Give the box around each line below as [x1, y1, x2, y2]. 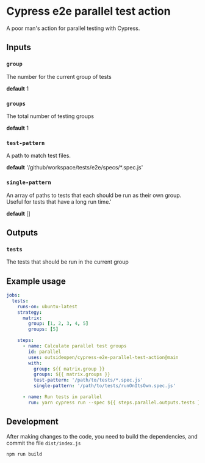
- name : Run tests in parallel [22, 394, 103, 400]
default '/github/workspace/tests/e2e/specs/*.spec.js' [6, 164, 143, 171]
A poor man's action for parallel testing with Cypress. [6, 24, 140, 32]
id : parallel [28, 349, 62, 355]
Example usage [6, 276, 66, 286]
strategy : [17, 309, 43, 316]
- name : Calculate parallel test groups [22, 343, 127, 349]
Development [6, 417, 59, 427]
